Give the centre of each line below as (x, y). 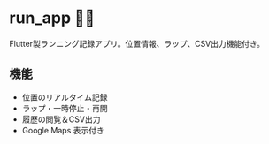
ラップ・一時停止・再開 (65, 108)
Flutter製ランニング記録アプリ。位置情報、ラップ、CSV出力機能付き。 (137, 43)
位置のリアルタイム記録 (65, 97)
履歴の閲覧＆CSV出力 (61, 119)
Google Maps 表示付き (63, 130)
